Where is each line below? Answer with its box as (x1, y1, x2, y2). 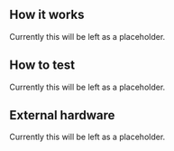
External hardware (9, 108, 115, 123)
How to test (9, 58, 75, 73)
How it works (9, 7, 85, 23)
